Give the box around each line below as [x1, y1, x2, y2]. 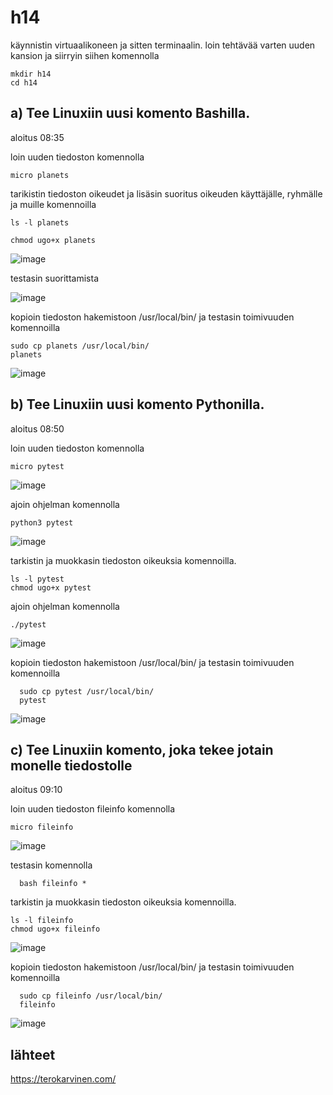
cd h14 [10, 77, 38, 88]
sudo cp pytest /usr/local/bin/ [19, 686, 155, 696]
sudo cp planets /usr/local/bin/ [10, 341, 150, 351]
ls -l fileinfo [10, 916, 74, 926]
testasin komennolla [10, 859, 93, 871]
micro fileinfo [10, 822, 74, 833]
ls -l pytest [10, 574, 65, 584]
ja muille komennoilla [10, 198, 97, 210]
